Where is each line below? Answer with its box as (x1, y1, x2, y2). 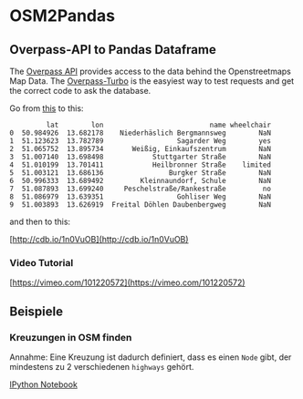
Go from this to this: (9, 103, 84, 114)
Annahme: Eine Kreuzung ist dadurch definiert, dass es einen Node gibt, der (9, 352, 292, 363)
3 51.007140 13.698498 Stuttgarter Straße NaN (9, 152, 272, 161)
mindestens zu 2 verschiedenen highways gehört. (9, 361, 194, 372)
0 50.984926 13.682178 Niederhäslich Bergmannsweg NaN (9, 128, 272, 138)
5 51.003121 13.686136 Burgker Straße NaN (9, 169, 272, 178)
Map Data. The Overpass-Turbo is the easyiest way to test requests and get (9, 76, 295, 87)
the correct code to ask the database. (9, 86, 151, 96)
